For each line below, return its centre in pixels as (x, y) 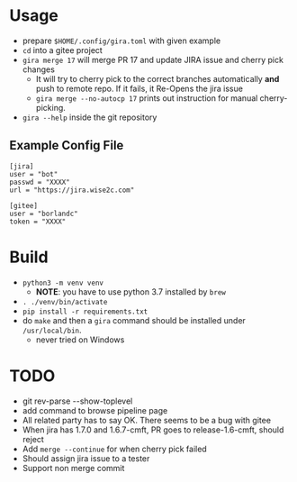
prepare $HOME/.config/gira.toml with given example (121, 41)
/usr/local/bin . (52, 330)
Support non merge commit (73, 468)
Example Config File (67, 146)
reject (33, 439)
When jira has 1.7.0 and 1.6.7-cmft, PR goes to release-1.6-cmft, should (153, 430)
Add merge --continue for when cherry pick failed (114, 449)
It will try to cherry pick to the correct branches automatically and (157, 78)
